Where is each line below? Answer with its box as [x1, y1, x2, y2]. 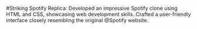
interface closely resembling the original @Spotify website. [6, 17, 148, 23]
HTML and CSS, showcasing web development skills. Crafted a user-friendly [6, 11, 191, 18]
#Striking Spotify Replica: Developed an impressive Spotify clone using [6, 5, 178, 11]
